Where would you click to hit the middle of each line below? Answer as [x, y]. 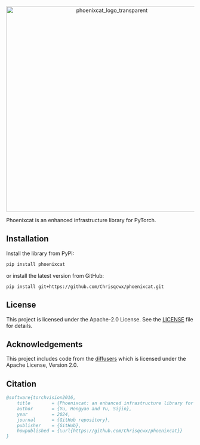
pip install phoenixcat [36, 264]
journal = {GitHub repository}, [64, 420]
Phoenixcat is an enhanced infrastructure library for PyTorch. [81, 220]
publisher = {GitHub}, [49, 425]
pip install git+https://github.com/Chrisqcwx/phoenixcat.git [85, 287]
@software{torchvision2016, [41, 398]
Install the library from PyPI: [40, 253]
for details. [19, 326]
